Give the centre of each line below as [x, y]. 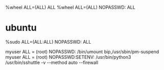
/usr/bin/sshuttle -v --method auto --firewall [52, 62]
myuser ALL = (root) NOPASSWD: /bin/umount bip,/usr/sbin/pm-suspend [82, 51]
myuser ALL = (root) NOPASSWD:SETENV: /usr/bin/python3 [68, 57]
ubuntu [21, 28]
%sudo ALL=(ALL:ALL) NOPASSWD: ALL [48, 42]
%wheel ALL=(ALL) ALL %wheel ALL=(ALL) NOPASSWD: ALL [70, 7]
